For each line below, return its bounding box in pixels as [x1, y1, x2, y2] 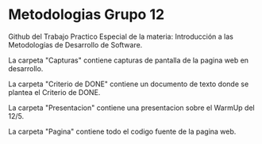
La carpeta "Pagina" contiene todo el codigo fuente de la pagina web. [8, 127, 237, 136]
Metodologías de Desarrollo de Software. [8, 40, 143, 49]
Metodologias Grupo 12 [8, 6, 165, 24]
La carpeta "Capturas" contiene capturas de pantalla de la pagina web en [8, 55, 249, 65]
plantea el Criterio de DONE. [8, 87, 101, 97]
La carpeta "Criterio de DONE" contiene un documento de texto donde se [8, 79, 249, 89]
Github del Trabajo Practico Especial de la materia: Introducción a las [8, 32, 234, 41]
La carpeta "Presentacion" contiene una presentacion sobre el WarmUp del [8, 103, 256, 112]
